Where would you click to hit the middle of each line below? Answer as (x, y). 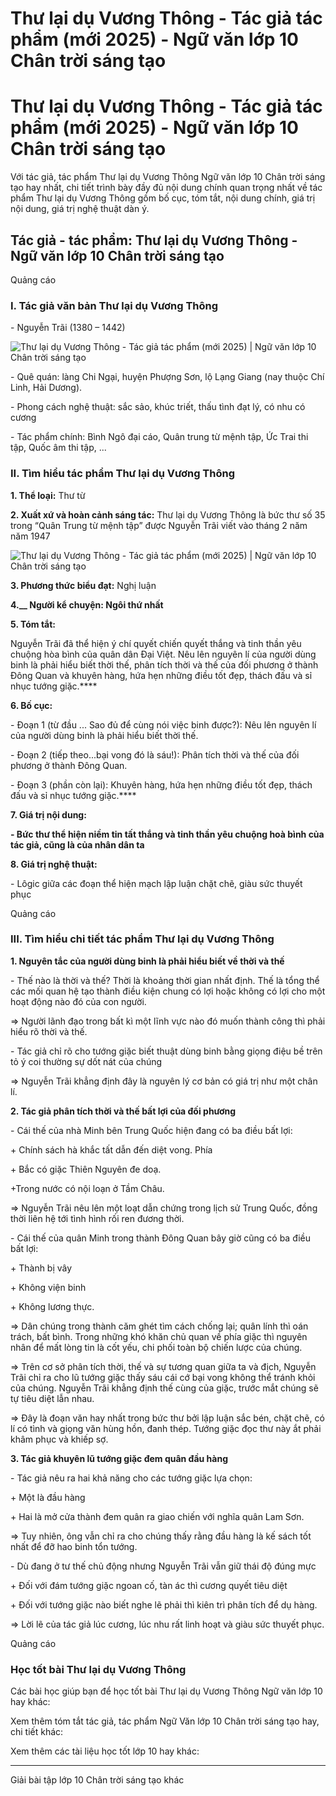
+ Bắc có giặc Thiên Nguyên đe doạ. (86, 1169)
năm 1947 (30, 536)
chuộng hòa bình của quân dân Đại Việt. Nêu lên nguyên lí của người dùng (163, 654)
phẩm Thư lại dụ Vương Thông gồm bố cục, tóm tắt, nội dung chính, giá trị (163, 198)
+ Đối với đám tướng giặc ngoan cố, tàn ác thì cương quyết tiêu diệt (149, 1585)
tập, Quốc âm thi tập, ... (58, 448)
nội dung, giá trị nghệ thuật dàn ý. (80, 209)
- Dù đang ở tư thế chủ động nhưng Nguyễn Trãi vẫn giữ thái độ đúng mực (163, 1566)
